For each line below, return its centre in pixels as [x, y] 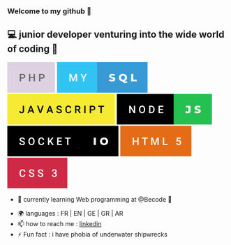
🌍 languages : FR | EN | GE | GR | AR [70, 213]
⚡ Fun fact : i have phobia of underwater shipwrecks [92, 234]
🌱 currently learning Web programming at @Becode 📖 [95, 199]
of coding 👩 [32, 49]
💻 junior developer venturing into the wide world [116, 35]
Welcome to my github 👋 [50, 11]
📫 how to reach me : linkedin [59, 223]
